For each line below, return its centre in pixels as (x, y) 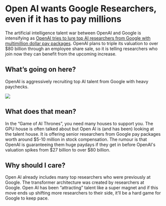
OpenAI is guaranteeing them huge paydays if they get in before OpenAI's (80, 145)
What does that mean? (41, 112)
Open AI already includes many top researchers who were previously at (78, 177)
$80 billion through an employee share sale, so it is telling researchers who (82, 49)
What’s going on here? (41, 70)
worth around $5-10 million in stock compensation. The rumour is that (76, 139)
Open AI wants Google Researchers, (81, 9)
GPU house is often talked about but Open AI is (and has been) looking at (80, 129)
